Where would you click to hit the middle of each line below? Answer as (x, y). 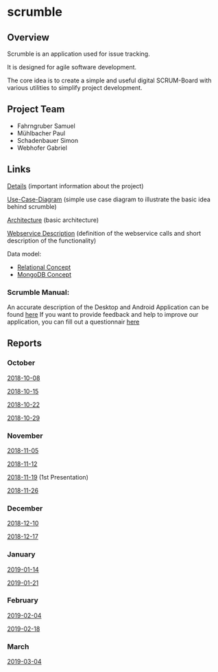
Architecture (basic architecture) (53, 220)
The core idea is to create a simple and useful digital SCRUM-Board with (109, 80)
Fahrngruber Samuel (46, 126)
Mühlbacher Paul (41, 133)
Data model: (24, 254)
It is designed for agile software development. (72, 67)
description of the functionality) (52, 240)
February (23, 601)
